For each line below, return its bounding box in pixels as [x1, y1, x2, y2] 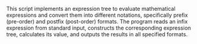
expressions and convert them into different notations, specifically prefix [6, 11, 188, 19]
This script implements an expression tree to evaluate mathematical [6, 5, 176, 12]
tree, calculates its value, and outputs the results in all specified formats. [6, 31, 188, 38]
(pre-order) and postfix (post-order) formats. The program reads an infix [6, 18, 188, 25]
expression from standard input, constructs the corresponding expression [6, 24, 192, 31]
